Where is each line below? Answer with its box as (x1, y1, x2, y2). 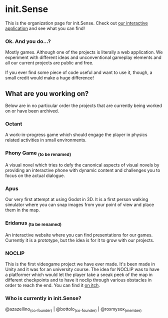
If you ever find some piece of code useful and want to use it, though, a (5, 69, 152, 75)
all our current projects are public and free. (5, 60, 93, 66)
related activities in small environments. (5, 137, 86, 143)
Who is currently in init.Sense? (5, 294, 81, 301)
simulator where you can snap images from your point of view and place (5, 201, 154, 208)
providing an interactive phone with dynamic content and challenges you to (5, 167, 160, 173)
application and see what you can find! (5, 25, 85, 31)
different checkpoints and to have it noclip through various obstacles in (5, 277, 152, 283)
